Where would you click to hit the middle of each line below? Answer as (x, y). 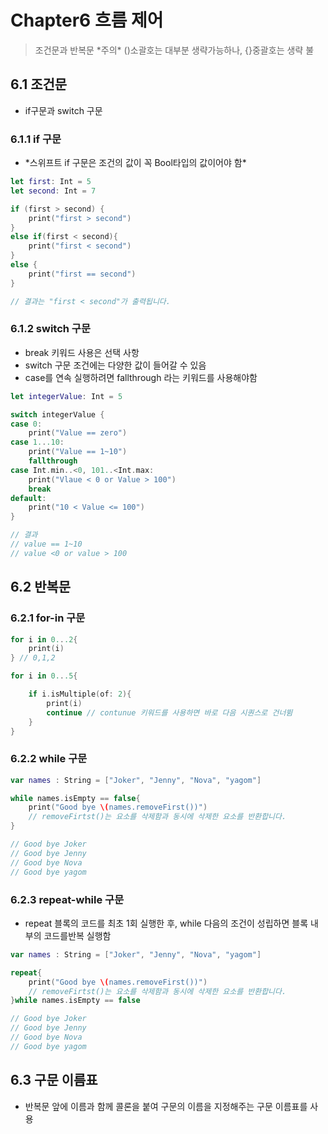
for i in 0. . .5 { (44, 676)
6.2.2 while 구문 (49, 759)
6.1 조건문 (39, 84)
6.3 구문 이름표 (54, 1080)
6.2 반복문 (41, 587)
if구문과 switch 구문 (63, 110)
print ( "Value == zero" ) (78, 433)
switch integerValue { (57, 414)
